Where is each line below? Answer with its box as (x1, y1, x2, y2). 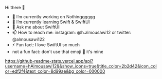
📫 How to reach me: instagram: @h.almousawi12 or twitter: (12, 29, 131, 35)
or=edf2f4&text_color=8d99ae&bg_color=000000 (5, 68, 106, 74)
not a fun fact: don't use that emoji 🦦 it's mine (12, 49, 104, 54)
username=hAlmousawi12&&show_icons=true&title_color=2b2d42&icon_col (5, 63, 157, 69)
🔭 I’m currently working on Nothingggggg (12, 14, 95, 19)
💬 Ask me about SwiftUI (12, 24, 60, 30)
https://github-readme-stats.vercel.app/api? (5, 58, 93, 64)
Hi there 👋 (5, 5, 25, 10)
